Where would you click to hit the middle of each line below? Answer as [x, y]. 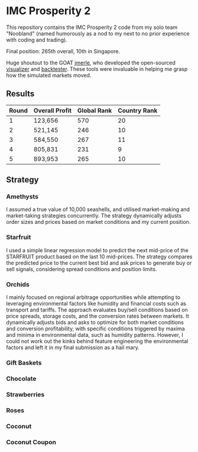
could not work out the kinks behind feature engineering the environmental [97, 342]
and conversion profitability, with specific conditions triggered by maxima [95, 329]
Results [20, 94]
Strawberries [25, 394]
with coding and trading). [37, 40]
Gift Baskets [24, 363]
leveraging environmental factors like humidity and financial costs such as [96, 304]
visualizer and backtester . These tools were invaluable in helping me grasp [97, 69]
